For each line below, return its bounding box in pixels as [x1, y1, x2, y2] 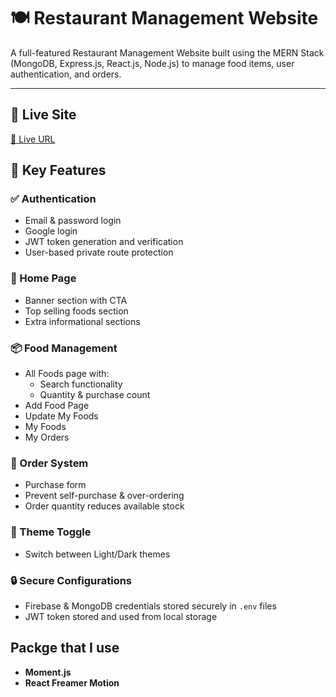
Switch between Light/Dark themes [24, 548, 171, 560]
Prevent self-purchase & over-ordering [24, 490, 185, 502]
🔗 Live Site [10, 106, 77, 124]
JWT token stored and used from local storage [24, 610, 218, 622]
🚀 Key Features [10, 162, 107, 179]
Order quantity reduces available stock [24, 500, 185, 512]
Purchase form [24, 479, 87, 491]
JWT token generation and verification [24, 236, 184, 248]
